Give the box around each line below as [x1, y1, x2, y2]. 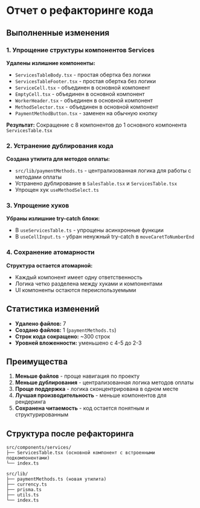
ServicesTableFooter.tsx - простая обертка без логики [15, 77, 156, 84]
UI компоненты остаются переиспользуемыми [15, 286, 137, 293]
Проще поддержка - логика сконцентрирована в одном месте [15, 386, 179, 393]
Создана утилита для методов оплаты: [6, 155, 110, 163]
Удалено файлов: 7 [15, 320, 66, 327]
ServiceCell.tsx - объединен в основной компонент [15, 84, 150, 91]
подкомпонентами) [6, 455, 50, 462]
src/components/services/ [6, 445, 71, 451]
